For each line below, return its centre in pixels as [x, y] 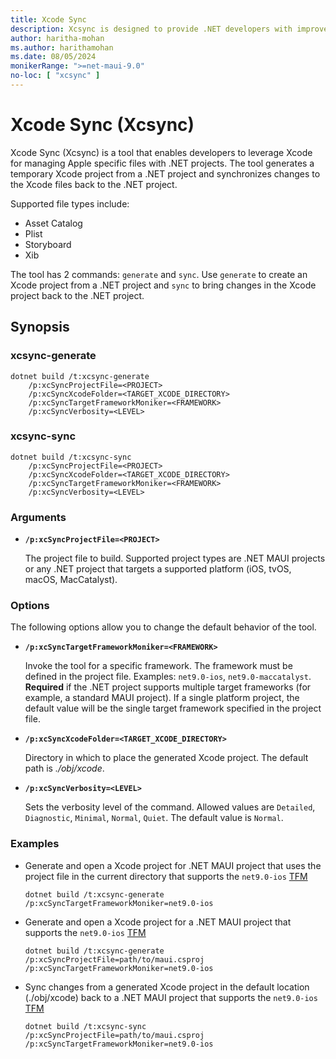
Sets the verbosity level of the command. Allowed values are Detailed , [170, 807]
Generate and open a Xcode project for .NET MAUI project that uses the [173, 865]
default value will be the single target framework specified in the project [173, 708]
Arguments [38, 517]
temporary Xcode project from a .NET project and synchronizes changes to [165, 173]
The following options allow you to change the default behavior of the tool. [163, 627]
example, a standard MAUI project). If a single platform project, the [162, 698]
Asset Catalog [53, 223]
